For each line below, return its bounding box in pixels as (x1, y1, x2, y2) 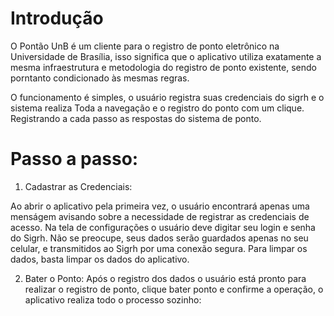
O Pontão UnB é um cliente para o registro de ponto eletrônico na (10, 40, 280, 52)
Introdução (10, 7, 104, 30)
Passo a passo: (10, 148, 139, 171)
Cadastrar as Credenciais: (24, 180, 133, 192)
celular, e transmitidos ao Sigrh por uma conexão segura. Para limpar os (10, 242, 308, 254)
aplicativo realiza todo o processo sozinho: (24, 293, 202, 306)
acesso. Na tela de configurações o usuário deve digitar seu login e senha (10, 221, 316, 233)
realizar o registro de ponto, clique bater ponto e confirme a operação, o (24, 283, 324, 295)
